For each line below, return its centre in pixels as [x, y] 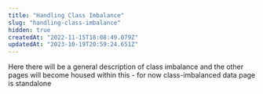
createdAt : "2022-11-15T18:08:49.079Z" [73, 37]
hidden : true [29, 30]
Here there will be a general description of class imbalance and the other [126, 67]
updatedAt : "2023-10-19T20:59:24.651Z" [73, 45]
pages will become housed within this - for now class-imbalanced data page [132, 75]
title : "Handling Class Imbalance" [66, 15]
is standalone [30, 84]
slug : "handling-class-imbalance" [65, 23]
